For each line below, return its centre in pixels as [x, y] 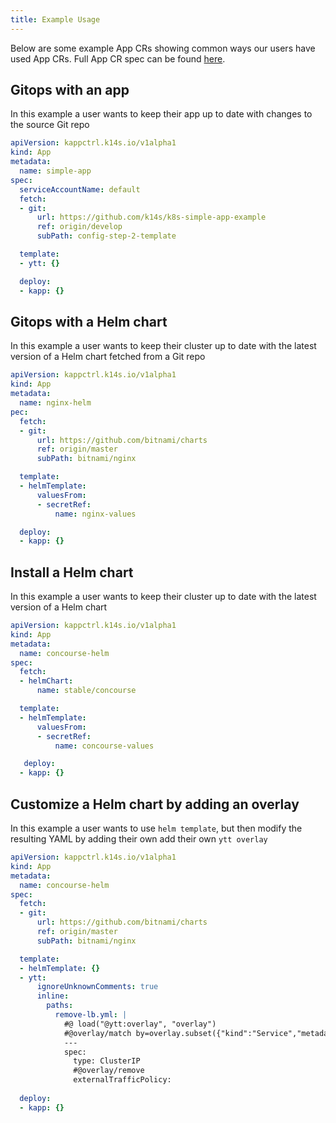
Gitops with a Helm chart [89, 321]
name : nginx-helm [55, 403]
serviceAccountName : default [80, 189]
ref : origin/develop [79, 227]
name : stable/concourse [86, 691]
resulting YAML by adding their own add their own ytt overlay [139, 839]
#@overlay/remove [109, 1071]
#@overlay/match [97, 1033]
